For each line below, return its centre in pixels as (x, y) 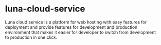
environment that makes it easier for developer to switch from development (80, 32)
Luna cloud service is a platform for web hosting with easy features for (76, 22)
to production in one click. (31, 37)
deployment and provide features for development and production (71, 27)
